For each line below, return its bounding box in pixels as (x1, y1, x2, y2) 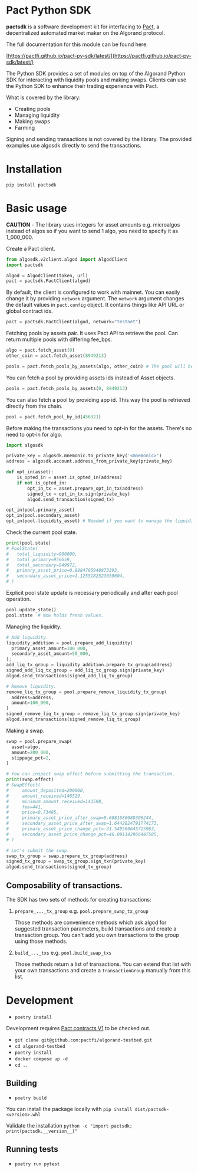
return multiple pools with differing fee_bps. (6, 336, 113, 343)
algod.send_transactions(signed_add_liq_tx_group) (6, 673, 133, 679)
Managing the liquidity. (6, 623, 62, 630)
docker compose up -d (14, 1056, 68, 1062)
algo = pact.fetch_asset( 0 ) (6, 348, 75, 353)
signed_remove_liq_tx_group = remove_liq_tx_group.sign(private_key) (6, 711, 181, 717)
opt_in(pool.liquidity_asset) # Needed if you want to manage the (6, 518, 173, 524)
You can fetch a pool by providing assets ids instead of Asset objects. (6, 374, 176, 381)
